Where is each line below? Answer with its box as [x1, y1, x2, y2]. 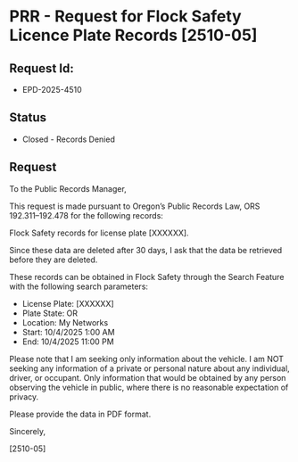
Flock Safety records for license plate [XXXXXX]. [9, 227, 189, 238]
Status [9, 110, 47, 126]
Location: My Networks [21, 317, 109, 327]
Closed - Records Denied [21, 134, 116, 144]
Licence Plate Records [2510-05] [9, 25, 258, 45]
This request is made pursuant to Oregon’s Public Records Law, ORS [9, 201, 261, 211]
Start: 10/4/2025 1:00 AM [21, 326, 115, 337]
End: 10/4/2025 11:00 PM [21, 336, 114, 347]
